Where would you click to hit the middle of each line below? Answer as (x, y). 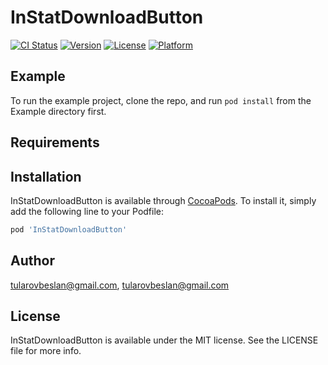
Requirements (55, 142)
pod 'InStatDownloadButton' (69, 229)
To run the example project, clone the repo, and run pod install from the (161, 100)
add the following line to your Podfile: (87, 211)
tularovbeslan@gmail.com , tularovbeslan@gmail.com (120, 285)
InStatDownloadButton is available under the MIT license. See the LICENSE (164, 340)
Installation (46, 176)
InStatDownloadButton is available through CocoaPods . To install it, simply (163, 200)
